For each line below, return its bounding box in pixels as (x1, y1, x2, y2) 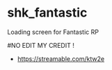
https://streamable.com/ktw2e (17, 54, 105, 63)
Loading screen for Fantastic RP (7, 28, 99, 36)
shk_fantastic (7, 5, 88, 21)
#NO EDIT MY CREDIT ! (7, 41, 74, 49)
